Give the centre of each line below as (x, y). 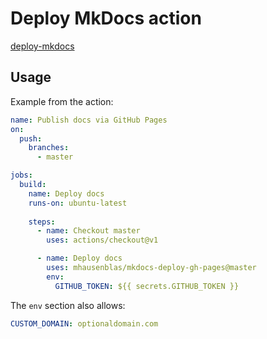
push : (31, 138)
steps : (42, 222)
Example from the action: (62, 101)
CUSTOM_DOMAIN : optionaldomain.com (84, 323)
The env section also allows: (68, 305)
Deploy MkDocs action (106, 18)
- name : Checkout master (88, 231)
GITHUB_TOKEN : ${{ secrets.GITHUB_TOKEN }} (147, 286)
